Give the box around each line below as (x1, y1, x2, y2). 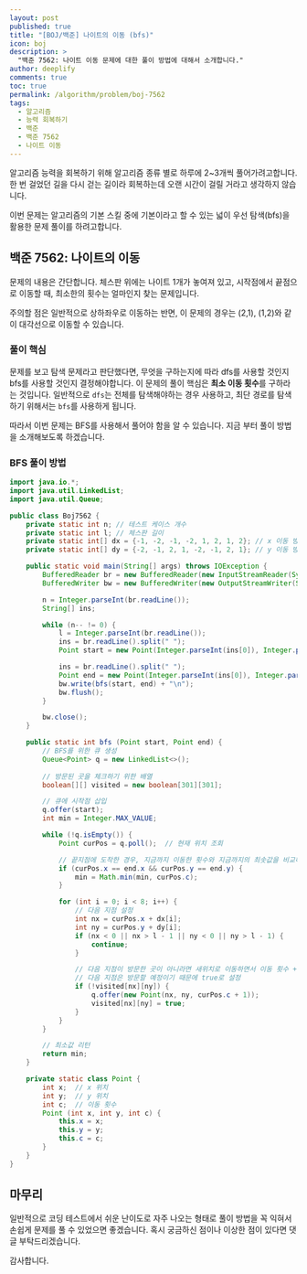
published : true (9, 22, 71, 31)
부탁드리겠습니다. (18, 1236, 80, 1247)
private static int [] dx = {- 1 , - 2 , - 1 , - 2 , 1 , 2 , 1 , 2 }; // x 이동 (26, 537, 289, 546)
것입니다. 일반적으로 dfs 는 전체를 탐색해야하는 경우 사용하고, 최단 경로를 (18, 389, 276, 400)
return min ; (42, 1049, 89, 1059)
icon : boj (9, 38, 48, 48)
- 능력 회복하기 (17, 115, 69, 124)
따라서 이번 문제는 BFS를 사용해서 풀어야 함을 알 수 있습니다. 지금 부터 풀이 (9, 420, 276, 431)
